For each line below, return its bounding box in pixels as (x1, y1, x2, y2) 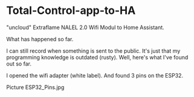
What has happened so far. (6, 35, 74, 42)
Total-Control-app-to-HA (6, 4, 136, 18)
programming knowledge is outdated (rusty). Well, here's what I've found (6, 53, 189, 61)
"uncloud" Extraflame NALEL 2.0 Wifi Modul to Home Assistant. (6, 24, 164, 31)
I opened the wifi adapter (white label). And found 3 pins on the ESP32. (6, 72, 183, 79)
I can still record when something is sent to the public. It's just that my (6, 47, 181, 55)
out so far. (6, 60, 32, 67)
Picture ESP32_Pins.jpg (6, 83, 65, 91)
